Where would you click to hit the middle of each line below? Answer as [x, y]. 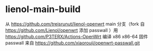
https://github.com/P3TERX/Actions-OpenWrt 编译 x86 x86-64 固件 [77, 36]
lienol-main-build [43, 9]
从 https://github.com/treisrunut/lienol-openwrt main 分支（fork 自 [75, 24]
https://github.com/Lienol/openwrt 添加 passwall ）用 [62, 30]
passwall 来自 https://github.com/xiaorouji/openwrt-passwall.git [73, 43]
